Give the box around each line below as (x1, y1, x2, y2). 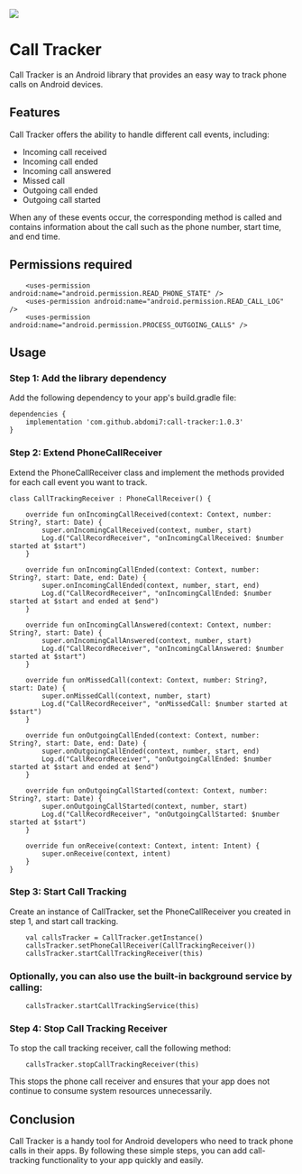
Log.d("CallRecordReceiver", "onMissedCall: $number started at (41, 699, 288, 708)
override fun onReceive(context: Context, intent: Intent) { (25, 841, 260, 850)
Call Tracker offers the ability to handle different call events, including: (9, 129, 270, 140)
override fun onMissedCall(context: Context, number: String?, (25, 675, 269, 684)
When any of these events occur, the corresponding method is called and (9, 212, 282, 223)
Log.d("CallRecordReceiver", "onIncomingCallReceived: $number (41, 533, 284, 543)
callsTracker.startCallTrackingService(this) (25, 1002, 200, 1011)
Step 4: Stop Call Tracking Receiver (9, 1023, 168, 1035)
